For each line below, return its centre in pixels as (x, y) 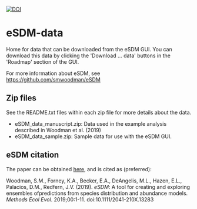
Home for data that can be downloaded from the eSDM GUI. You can (89, 49)
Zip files (21, 98)
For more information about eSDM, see (53, 73)
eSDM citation (33, 155)
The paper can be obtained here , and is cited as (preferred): (79, 169)
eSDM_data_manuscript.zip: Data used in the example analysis (91, 123)
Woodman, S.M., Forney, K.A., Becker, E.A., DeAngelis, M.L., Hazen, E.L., (94, 181)
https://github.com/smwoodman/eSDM (54, 79)
